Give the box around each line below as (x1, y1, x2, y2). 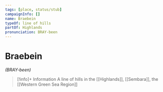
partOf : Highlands (5, 25, 42, 30)
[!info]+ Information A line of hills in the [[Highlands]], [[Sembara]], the (17, 76, 159, 82)
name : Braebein (5, 16, 36, 21)
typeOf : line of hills (5, 20, 51, 26)
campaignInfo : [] (5, 12, 40, 17)
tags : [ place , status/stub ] (5, 7, 62, 12)
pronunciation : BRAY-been (5, 30, 57, 35)
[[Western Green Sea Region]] (17, 81, 78, 87)
